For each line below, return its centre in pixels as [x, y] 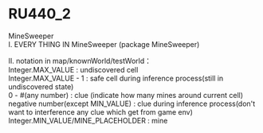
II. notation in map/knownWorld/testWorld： [80, 61]
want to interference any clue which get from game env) [101, 111]
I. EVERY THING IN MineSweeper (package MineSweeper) [104, 44]
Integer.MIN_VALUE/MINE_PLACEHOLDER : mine [88, 120]
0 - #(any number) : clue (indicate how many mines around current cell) [126, 95]
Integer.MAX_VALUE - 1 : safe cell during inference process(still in [116, 78]
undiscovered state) [41, 86]
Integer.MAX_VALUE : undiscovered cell [73, 69]
